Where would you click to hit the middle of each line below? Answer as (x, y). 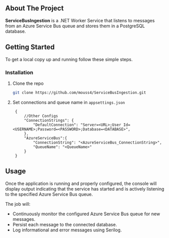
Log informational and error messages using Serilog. (67, 230)
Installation (19, 72)
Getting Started (30, 47)
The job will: (18, 204)
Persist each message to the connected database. (65, 224)
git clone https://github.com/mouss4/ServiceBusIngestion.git (79, 92)
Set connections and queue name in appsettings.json (69, 102)
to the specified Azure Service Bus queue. (49, 194)
